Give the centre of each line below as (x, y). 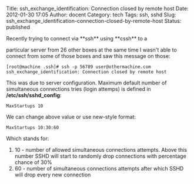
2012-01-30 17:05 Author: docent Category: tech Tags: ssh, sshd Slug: (91, 15)
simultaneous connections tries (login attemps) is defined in (78, 89)
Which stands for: (28, 138)
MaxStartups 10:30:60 (33, 128)
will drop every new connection (53, 175)
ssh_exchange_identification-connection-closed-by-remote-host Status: (94, 21)
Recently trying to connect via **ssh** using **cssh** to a (77, 38)
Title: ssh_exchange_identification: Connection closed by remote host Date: (98, 8)
